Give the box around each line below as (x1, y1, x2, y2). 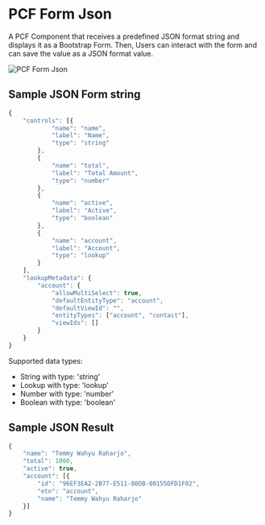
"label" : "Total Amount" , (51, 169, 139, 177)
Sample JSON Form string (8, 88, 141, 102)
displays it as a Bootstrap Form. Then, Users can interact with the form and (8, 40, 258, 49)
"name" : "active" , (51, 199, 114, 207)
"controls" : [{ (23, 116, 74, 125)
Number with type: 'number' (19, 389, 114, 398)
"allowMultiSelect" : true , (51, 289, 143, 297)
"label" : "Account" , (51, 244, 121, 252)
